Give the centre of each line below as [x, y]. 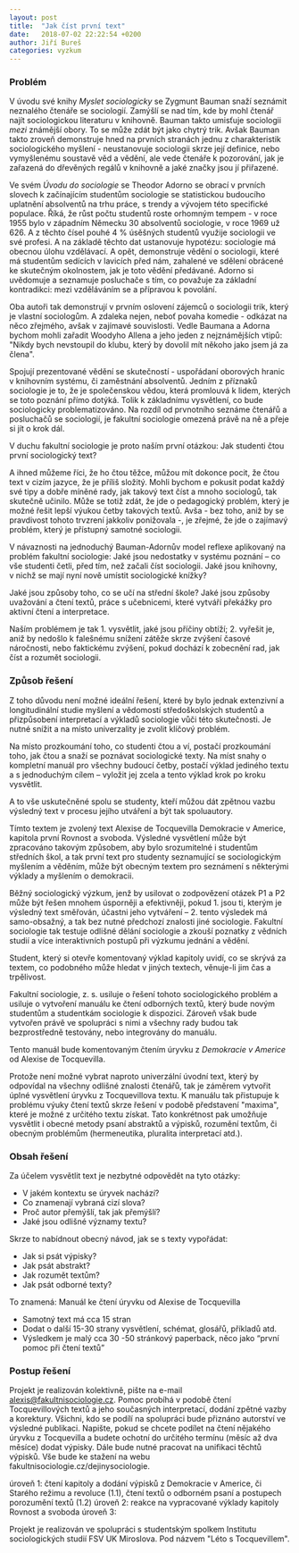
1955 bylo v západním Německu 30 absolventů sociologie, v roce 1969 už [145, 223]
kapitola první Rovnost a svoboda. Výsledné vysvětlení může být [128, 837]
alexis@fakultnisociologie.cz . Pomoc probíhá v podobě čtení [120, 1400]
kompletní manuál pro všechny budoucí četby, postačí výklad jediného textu [149, 765]
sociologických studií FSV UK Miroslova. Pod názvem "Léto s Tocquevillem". [149, 1539]
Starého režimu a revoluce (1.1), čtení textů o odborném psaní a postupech [145, 1493]
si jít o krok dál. [37, 429]
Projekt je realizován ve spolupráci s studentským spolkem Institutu [133, 1530]
